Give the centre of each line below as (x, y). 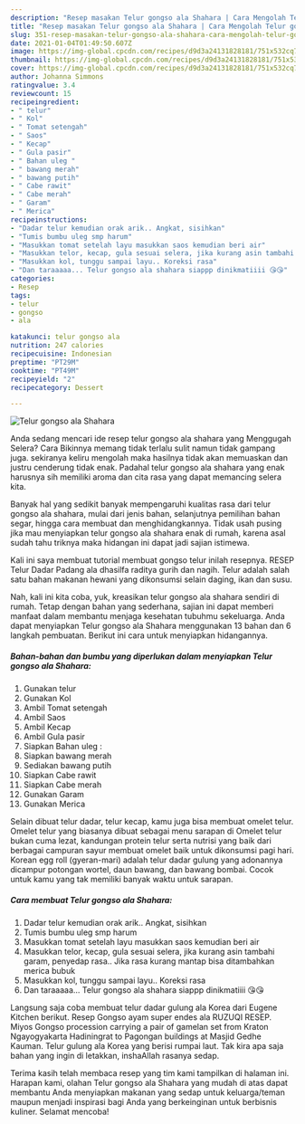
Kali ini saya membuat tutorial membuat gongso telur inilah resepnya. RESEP (152, 560)
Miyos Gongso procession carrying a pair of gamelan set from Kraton (140, 1027)
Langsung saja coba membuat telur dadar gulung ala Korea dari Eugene (144, 1008)
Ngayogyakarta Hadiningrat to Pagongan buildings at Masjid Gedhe (136, 1036)
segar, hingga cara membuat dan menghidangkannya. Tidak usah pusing (146, 524)
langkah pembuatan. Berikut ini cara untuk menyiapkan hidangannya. (139, 635)
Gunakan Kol (47, 699)
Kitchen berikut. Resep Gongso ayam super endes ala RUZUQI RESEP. (141, 1017)
